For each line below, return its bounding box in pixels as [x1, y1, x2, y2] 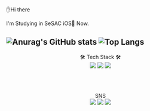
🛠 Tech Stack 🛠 [79, 53, 121, 60]
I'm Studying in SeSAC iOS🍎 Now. [6, 20, 90, 27]
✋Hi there [6, 6, 30, 13]
